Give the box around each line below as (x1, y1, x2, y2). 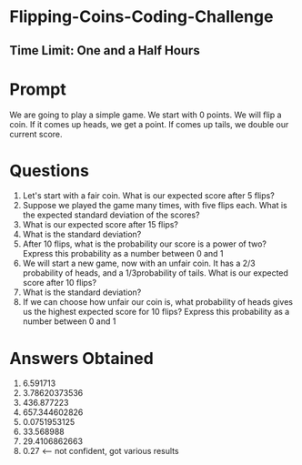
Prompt (9, 79, 66, 99)
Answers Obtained (9, 348, 155, 369)
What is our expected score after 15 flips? (22, 219, 179, 230)
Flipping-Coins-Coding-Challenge (9, 6, 274, 27)
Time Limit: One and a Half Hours (9, 43, 200, 58)
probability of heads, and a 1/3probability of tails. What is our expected (22, 268, 289, 278)
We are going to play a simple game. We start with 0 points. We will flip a (9, 109, 282, 120)
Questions (9, 160, 89, 181)
